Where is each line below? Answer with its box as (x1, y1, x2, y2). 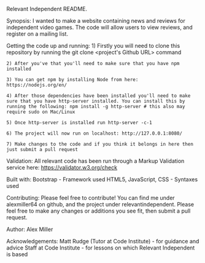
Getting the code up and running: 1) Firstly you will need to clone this (6, 42, 180, 49)
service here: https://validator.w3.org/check (6, 164, 118, 171)
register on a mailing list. (6, 30, 69, 37)
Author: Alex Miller (6, 226, 53, 233)
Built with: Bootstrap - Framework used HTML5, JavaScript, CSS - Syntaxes (6, 176, 198, 183)
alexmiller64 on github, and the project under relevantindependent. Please (6, 201, 195, 208)
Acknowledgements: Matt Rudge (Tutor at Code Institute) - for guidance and (6, 238, 199, 245)
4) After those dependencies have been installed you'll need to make (6, 93, 191, 99)
